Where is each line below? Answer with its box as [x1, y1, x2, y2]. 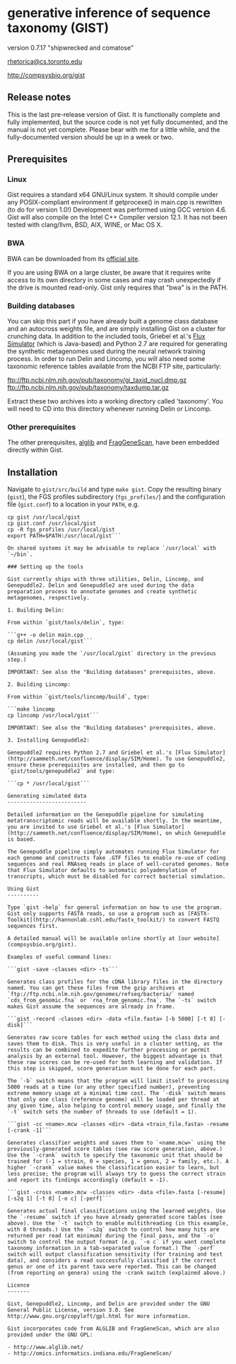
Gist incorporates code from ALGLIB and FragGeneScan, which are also [7, 1325, 220, 1332]
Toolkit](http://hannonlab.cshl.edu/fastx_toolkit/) [7, 917, 166, 924]
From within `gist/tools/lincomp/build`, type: [7, 694, 151, 701]
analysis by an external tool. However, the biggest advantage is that [7, 1053, 223, 1060]
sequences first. [7, 922, 59, 930]
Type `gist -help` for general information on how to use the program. [7, 904, 223, 911]
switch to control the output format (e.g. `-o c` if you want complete [7, 1239, 226, 1246]
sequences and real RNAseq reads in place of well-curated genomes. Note [7, 861, 230, 868]
